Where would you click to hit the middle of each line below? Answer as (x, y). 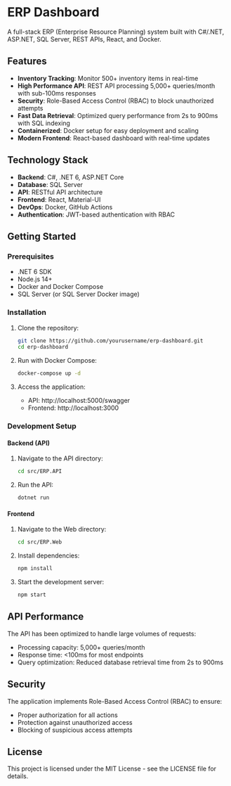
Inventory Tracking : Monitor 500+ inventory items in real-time (108, 78)
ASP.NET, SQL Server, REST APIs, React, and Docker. (84, 39)
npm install (35, 569)
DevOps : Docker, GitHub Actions (65, 207)
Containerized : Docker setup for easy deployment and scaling (108, 130)
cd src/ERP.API (40, 472)
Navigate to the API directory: (60, 458)
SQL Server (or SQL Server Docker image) (79, 294)
